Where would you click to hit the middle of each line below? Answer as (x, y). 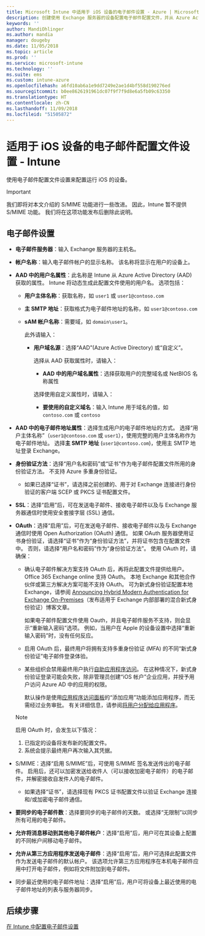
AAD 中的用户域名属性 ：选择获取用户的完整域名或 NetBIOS (117, 374)
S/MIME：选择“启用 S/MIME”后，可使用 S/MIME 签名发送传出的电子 (100, 764)
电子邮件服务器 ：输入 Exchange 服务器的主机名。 (77, 249)
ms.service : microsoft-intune (45, 63)
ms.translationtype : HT (37, 97)
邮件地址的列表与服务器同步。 (58, 890)
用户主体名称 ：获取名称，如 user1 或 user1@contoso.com (94, 296)
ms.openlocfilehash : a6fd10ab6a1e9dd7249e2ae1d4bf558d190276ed (88, 86)
